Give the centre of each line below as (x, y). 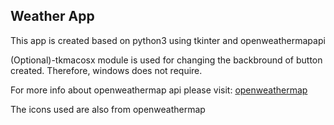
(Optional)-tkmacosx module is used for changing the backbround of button (166, 60)
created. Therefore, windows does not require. (106, 70)
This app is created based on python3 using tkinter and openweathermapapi (168, 40)
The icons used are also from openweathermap (108, 109)
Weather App (52, 16)
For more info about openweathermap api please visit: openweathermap (159, 90)
